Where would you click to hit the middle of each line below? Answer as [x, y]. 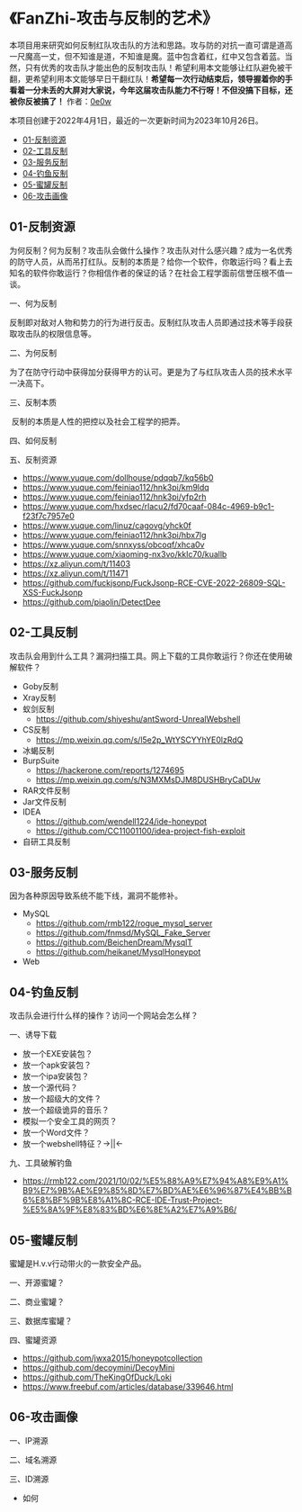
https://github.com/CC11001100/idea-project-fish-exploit [140, 831]
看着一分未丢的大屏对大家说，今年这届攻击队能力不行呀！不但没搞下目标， [147, 90]
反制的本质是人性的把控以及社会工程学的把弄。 [98, 421]
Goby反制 [40, 686]
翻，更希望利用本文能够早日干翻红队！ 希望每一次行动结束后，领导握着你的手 [151, 78]
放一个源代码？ [50, 1088]
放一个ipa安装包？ [56, 1076]
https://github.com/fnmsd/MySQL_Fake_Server [123, 933]
